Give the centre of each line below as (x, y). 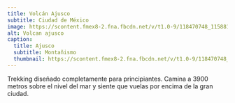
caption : (20, 40)
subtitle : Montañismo (45, 53)
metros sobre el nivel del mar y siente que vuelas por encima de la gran (110, 86)
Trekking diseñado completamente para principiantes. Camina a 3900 (108, 79)
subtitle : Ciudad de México (48, 20)
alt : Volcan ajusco (36, 33)
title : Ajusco (34, 46)
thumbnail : (29, 59)
